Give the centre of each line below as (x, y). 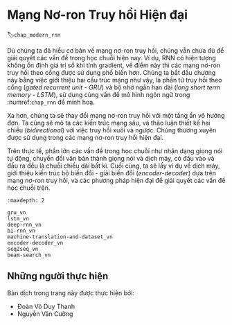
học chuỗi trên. (29, 188)
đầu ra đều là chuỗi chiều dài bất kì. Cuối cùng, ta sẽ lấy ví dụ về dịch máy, (114, 166)
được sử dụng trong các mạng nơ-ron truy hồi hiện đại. (86, 137)
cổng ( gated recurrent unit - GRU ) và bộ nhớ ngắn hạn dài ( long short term (114, 87)
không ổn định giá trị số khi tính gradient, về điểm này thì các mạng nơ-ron (114, 65)
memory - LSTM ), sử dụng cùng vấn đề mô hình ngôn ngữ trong (99, 94)
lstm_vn (18, 218)
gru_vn (17, 212)
